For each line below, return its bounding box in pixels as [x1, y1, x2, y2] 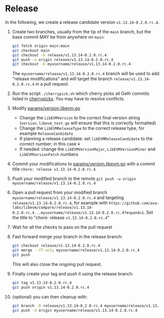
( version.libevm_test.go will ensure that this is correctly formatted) [19, 120, 157, 126]
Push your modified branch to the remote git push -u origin [12, 175, 136, 182]
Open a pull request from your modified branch [12, 190, 108, 196]
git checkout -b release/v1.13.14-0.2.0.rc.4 [12, 53, 107, 58]
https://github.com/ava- [108, 201, 160, 206]
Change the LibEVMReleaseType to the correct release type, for [19, 125, 144, 131]
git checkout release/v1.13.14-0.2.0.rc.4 [12, 243, 100, 248]
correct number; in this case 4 [19, 141, 80, 147]
